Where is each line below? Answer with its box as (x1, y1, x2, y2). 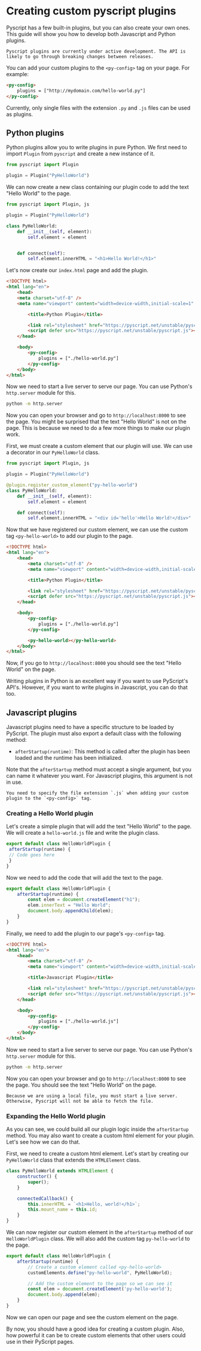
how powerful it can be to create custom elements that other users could (6, 1331, 186, 1338)
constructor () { (17, 1174, 58, 1180)
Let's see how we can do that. (6, 1138, 81, 1146)
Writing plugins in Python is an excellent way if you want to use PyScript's (6, 678, 188, 685)
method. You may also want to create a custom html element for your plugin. (6, 1132, 194, 1139)
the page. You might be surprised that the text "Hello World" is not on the (6, 418, 187, 425)
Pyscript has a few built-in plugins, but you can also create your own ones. (6, 24, 190, 31)
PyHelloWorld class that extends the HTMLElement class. (6, 1156, 141, 1164)
